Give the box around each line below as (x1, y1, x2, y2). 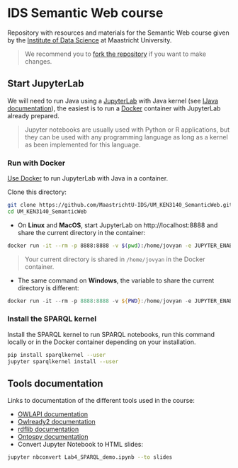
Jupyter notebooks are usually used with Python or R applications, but (24, 125, 230, 134)
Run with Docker (7, 158, 66, 168)
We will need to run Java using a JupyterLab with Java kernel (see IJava (7, 96, 218, 105)
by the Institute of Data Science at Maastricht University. (7, 35, 172, 44)
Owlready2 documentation (17, 418, 96, 426)
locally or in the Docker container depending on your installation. (7, 338, 196, 346)
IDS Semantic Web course (7, 5, 164, 21)
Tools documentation (7, 377, 104, 389)
